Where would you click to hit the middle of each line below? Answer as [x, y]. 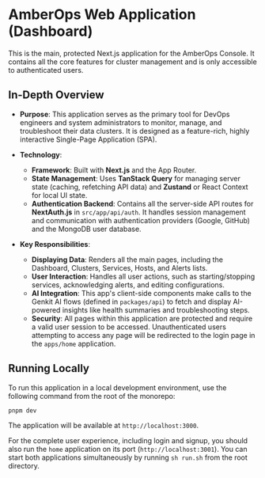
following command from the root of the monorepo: [92, 396]
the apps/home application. [74, 343]
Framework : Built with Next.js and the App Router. [114, 170]
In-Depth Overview [56, 95]
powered [46, 309]
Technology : [41, 154]
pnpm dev [23, 410]
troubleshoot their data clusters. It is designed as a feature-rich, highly [134, 131]
